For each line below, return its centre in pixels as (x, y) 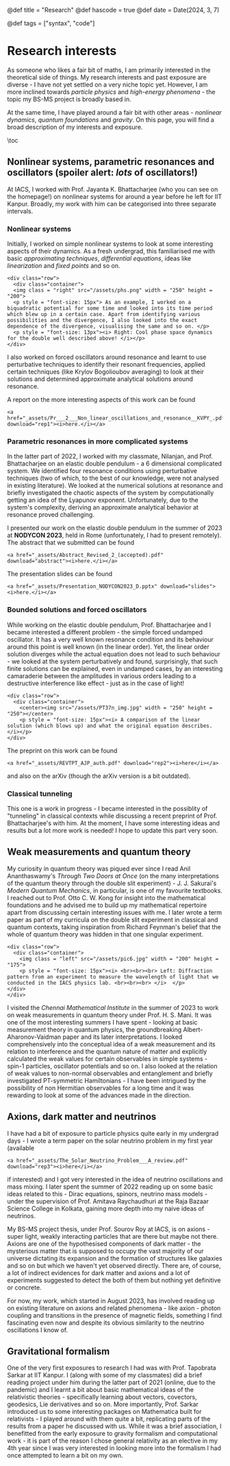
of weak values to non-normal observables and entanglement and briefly (110, 1073)
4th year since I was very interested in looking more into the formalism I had (114, 1448)
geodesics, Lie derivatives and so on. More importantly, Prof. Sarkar (103, 1404)
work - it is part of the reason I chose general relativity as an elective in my (112, 1441)
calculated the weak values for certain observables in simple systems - (107, 1058)
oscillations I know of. (38, 1330)
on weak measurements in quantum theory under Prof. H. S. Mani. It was (110, 1015)
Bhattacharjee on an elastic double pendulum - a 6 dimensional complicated (115, 463)
